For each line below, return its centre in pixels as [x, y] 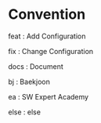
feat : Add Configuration [47, 36]
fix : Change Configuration [51, 51]
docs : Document [36, 66]
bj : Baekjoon [29, 81]
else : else [25, 112]
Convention [47, 14]
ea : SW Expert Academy [48, 96]
